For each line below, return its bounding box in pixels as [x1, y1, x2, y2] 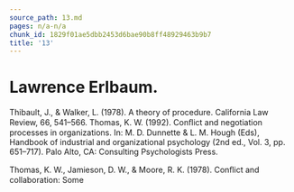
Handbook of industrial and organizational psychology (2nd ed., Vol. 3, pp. [9, 137, 286, 148]
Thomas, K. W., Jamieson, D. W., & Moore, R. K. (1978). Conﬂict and [9, 164, 260, 176]
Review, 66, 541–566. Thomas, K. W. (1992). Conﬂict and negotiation [9, 117, 263, 128]
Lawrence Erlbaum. [9, 78, 159, 97]
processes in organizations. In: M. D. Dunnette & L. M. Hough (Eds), [9, 127, 260, 138]
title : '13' [9, 38, 54, 48]
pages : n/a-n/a [9, 22, 67, 31]
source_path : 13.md [9, 13, 83, 23]
